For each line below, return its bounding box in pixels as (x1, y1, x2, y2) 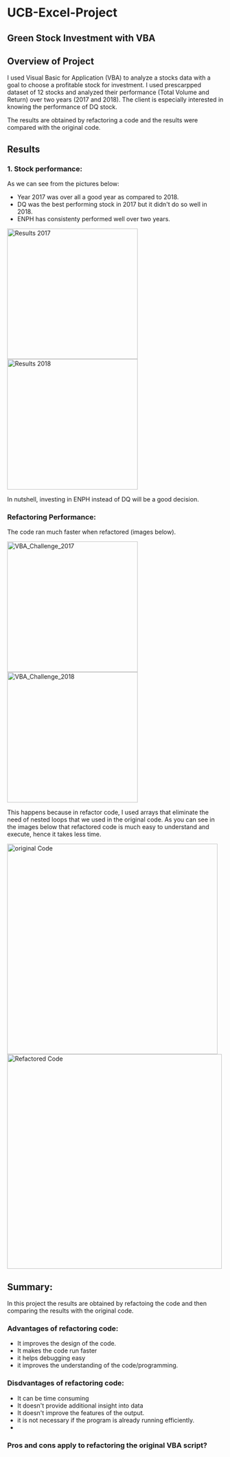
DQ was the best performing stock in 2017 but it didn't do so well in (16, 201, 207, 209)
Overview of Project (7, 55, 95, 67)
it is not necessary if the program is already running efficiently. (16, 1416, 194, 1424)
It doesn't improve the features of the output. (16, 1408, 145, 1416)
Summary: (7, 1281, 53, 1293)
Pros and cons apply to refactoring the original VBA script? (7, 1441, 207, 1450)
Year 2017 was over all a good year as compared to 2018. (16, 193, 179, 201)
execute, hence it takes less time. (7, 830, 102, 839)
